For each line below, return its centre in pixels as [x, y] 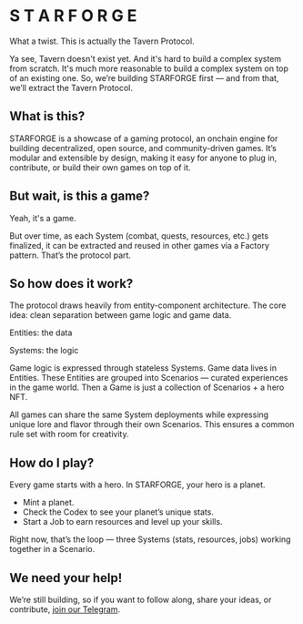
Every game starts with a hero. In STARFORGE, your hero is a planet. [137, 485]
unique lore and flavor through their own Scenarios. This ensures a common [152, 425]
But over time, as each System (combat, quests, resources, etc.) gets [139, 235]
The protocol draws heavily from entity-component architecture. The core [148, 305]
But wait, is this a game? [80, 196]
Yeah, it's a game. [43, 218]
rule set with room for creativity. [69, 435]
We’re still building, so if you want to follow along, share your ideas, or [141, 599]
